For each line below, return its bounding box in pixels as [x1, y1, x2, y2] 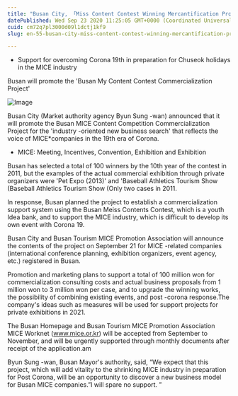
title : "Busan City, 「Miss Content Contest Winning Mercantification [7, 10, 220, 18]
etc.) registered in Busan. [7, 257, 81, 265]
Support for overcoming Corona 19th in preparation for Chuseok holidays [17, 56, 231, 64]
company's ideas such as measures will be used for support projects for [7, 301, 218, 309]
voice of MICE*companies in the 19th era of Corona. [7, 134, 159, 143]
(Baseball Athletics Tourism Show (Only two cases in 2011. [7, 185, 177, 193]
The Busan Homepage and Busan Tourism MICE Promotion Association [7, 322, 215, 330]
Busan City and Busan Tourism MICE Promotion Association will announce [7, 234, 225, 243]
